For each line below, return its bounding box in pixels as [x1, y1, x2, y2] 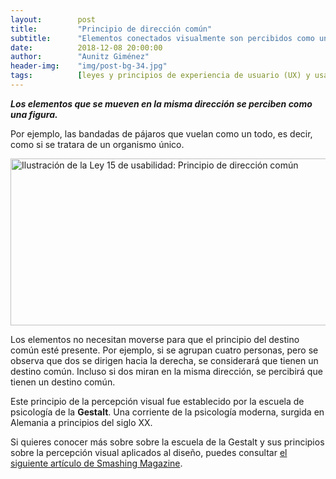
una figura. [10, 108, 58, 120]
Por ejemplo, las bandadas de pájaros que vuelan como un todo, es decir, [10, 127, 313, 140]
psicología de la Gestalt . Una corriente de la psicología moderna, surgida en [10, 406, 325, 418]
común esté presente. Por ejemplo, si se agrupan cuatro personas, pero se [10, 344, 319, 356]
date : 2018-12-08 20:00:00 [10, 42, 163, 53]
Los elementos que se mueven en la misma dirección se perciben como [10, 97, 313, 110]
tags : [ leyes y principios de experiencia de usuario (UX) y [10, 71, 311, 81]
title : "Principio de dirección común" [10, 24, 213, 34]
